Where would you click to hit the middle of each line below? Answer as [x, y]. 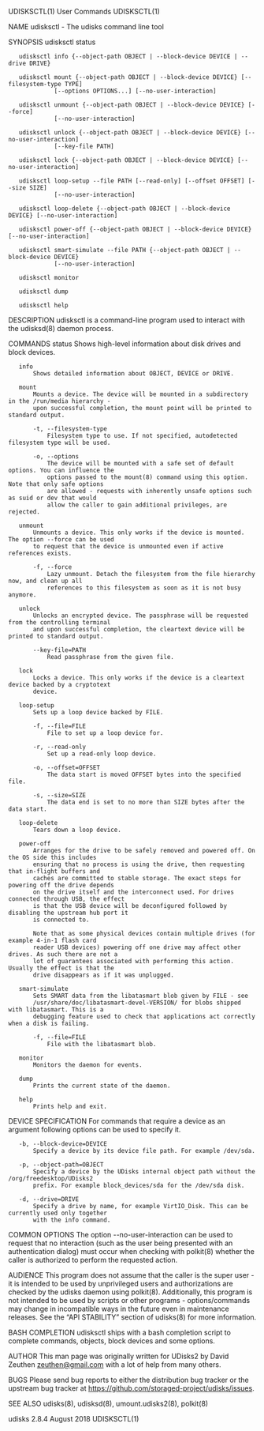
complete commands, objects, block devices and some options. [112, 1341]
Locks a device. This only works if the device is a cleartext [139, 678]
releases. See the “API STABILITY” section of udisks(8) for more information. [132, 1317]
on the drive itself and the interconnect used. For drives [134, 892]
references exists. [40, 553]
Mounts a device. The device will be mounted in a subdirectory [140, 394]
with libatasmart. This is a [56, 1010]
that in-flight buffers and [54, 872]
